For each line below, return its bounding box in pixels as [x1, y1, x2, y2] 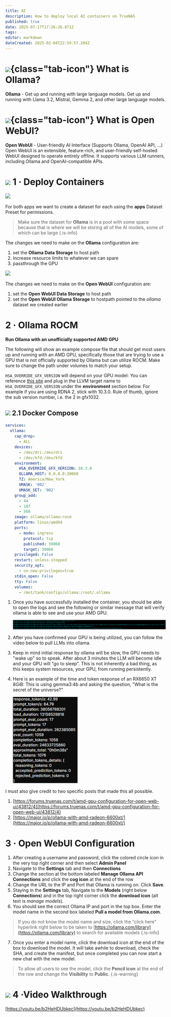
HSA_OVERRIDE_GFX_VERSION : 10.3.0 [18, 466, 93, 471]
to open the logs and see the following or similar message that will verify [12, 604, 165, 611]
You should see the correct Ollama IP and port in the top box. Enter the [12, 903, 161, 909]
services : [5, 423, 26, 428]
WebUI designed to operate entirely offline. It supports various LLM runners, [5, 153, 165, 159]
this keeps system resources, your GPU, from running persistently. [12, 666, 152, 672]
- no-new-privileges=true [18, 568, 74, 574]
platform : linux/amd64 [14, 520, 63, 525]
